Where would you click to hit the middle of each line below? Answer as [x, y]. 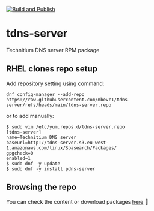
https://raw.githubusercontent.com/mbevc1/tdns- [68, 100]
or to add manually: [30, 116]
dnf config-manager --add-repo [45, 94]
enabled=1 [19, 158]
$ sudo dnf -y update [33, 164]
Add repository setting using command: [55, 83]
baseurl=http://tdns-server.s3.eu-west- [58, 143]
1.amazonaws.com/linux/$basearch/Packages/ [62, 148]
